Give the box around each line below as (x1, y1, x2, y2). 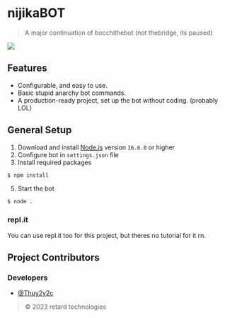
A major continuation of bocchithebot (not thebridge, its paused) (24, 28, 213, 37)
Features (7, 62, 47, 74)
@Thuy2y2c (17, 289, 54, 297)
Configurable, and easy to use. (17, 81, 108, 89)
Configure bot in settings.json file (17, 150, 119, 159)
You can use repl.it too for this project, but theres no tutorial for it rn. (7, 231, 207, 239)
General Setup (7, 124, 72, 136)
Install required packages (17, 158, 92, 166)
